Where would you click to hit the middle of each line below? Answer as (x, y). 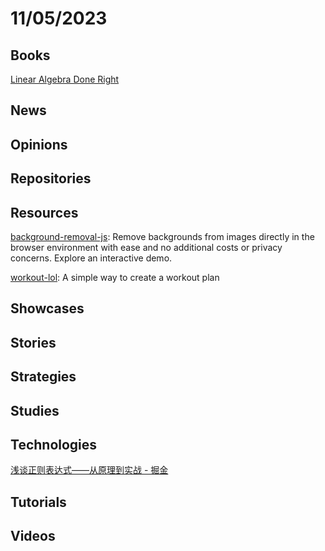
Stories (33, 342)
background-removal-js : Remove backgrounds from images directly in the (162, 236)
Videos (33, 536)
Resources (44, 212)
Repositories (51, 178)
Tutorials (38, 502)
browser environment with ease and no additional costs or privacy (146, 247)
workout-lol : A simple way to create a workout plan (115, 277)
